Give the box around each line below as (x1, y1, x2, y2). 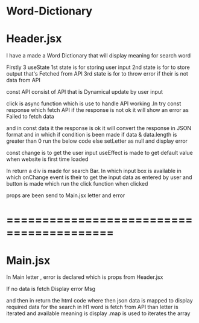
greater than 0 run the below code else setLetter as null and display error (6, 137, 188, 145)
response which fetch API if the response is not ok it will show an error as (6, 106, 189, 114)
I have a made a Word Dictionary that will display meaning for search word (6, 52, 191, 59)
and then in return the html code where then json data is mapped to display (6, 297, 193, 304)
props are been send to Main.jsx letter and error (6, 192, 125, 199)
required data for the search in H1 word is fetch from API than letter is (6, 304, 179, 311)
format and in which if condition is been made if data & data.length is (6, 131, 177, 139)
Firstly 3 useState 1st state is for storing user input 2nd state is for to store (6, 64, 190, 71)
